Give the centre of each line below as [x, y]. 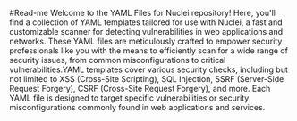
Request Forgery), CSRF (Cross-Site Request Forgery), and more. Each [140, 89]
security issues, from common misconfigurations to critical [118, 60]
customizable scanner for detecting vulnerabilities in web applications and [146, 32]
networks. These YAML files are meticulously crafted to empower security [146, 41]
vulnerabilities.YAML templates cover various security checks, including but [149, 69]
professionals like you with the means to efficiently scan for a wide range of [149, 51]
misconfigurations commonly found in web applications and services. [137, 107]
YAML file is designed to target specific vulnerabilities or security [129, 98]
